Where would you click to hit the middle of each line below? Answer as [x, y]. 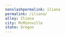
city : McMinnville [24, 23]
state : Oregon [20, 27]
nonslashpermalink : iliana [33, 9]
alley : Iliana [20, 18]
